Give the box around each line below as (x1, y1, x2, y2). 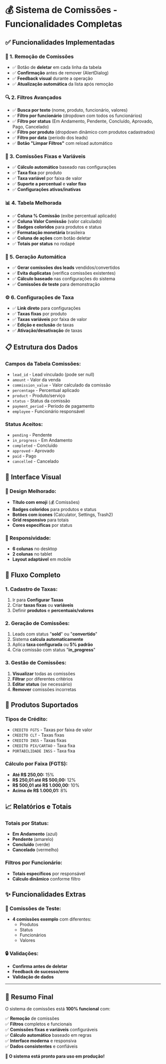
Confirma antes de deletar (12, 963, 68, 969)
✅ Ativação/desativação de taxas (12, 327, 83, 333)
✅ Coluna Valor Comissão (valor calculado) (12, 218, 102, 224)
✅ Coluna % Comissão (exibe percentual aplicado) (12, 212, 117, 219)
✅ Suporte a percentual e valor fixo (12, 181, 86, 187)
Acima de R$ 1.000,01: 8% (12, 787, 68, 793)
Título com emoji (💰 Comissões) (12, 500, 80, 505)
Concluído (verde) (12, 842, 50, 848)
